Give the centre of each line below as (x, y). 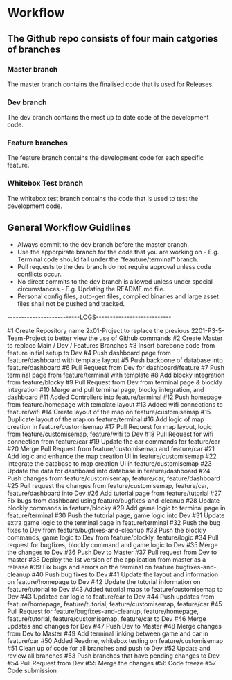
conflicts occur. (39, 274)
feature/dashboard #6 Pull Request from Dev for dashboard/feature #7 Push (116, 367)
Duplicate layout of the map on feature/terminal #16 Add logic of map (106, 419)
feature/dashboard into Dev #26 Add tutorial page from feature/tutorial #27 (114, 493)
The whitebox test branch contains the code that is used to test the (103, 198)
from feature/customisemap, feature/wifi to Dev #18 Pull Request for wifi (110, 434)
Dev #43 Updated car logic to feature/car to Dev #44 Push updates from (111, 597)
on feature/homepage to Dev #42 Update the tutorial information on (104, 581)
